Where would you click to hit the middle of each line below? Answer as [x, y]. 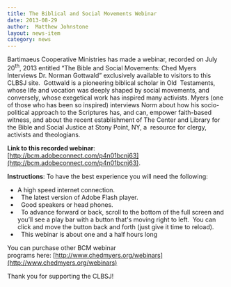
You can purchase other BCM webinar [62, 247]
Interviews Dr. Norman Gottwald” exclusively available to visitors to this [109, 75]
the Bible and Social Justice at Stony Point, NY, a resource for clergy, [107, 127]
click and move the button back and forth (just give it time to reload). [115, 226]
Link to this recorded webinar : [51, 148]
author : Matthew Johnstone [48, 26]
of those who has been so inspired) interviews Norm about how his [103, 104]
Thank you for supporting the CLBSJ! [61, 276]
